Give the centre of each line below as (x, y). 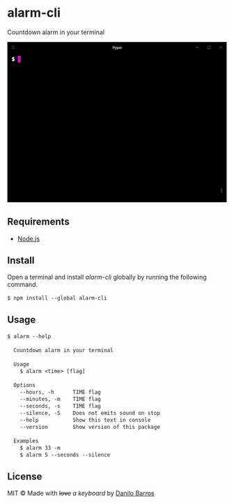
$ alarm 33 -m (40, 448)
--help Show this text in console (85, 420)
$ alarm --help (29, 337)
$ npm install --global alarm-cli (57, 298)
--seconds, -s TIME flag (60, 406)
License (25, 476)
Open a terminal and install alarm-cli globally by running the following (107, 277)
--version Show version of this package (90, 427)
